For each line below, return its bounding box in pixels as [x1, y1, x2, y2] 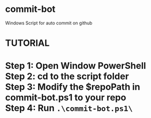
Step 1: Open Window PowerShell [5, 60, 146, 72]
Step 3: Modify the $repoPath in [5, 81, 140, 93]
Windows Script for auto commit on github [5, 20, 92, 26]
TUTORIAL [5, 37, 50, 49]
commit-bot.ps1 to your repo [5, 92, 126, 103]
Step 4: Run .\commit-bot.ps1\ [5, 103, 133, 114]
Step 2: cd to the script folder [5, 71, 129, 82]
